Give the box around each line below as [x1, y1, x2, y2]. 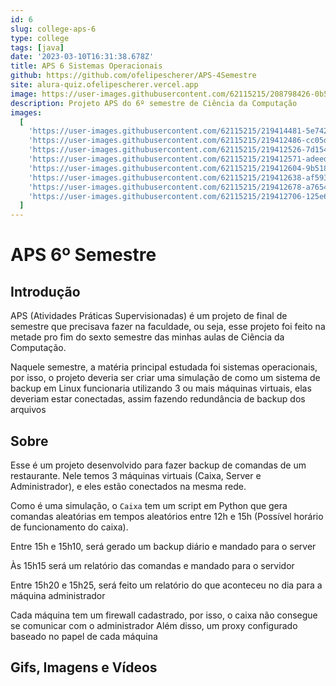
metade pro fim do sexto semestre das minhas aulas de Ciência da [10, 331, 285, 343]
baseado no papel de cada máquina [10, 630, 158, 642]
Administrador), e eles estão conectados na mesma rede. [10, 480, 247, 492]
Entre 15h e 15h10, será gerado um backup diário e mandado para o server [10, 540, 317, 552]
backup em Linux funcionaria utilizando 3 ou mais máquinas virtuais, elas [10, 382, 312, 395]
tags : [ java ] [10, 42, 65, 53]
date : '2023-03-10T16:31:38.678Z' [10, 52, 155, 62]
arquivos [10, 404, 47, 416]
